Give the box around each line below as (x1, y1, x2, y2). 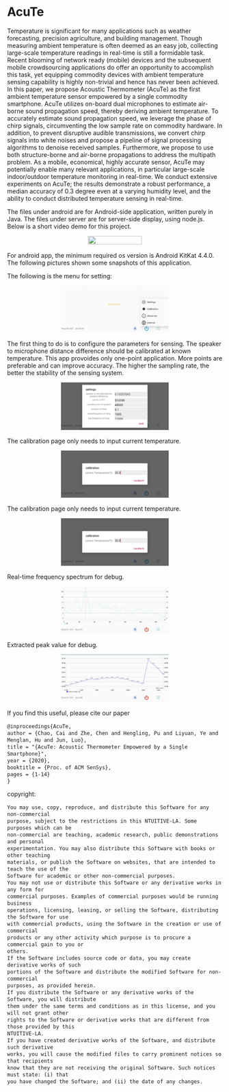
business (7, 900, 32, 907)
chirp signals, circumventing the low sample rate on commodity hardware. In (7, 121, 223, 130)
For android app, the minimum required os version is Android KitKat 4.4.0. (7, 251, 214, 259)
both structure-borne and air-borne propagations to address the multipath (7, 150, 216, 158)
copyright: (7, 790, 36, 799)
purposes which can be (7, 825, 72, 832)
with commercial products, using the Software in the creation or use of (7, 921, 222, 927)
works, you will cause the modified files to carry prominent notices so (7, 1051, 222, 1058)
